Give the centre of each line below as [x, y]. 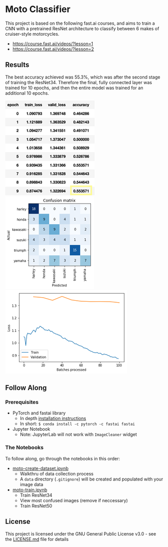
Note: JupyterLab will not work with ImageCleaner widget [78, 435]
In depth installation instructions [53, 419]
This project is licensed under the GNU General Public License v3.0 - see [81, 534]
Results [17, 65]
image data [32, 484]
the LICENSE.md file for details [37, 539]
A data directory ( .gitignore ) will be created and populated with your [92, 479]
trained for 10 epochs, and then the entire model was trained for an [74, 88]
